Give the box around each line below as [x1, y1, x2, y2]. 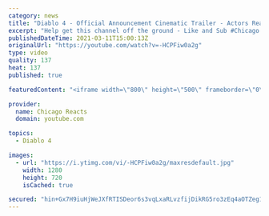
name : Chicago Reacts [15, 107, 88, 116]
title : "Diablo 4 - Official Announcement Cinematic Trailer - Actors [8, 19, 249, 27]
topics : [8, 130, 34, 138]
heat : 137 [8, 64, 42, 72]
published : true [8, 71, 62, 79]
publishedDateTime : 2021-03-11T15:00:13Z [8, 34, 149, 42]
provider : [8, 100, 42, 108]
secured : [8, 195, 38, 204]
